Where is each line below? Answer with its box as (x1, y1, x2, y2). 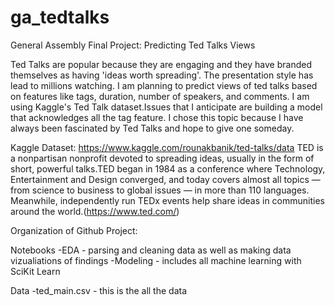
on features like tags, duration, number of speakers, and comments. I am (10, 90, 310, 102)
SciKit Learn (10, 265, 61, 277)
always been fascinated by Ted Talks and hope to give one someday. (10, 122, 295, 134)
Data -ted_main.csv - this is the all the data (10, 284, 188, 296)
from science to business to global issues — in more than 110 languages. (10, 184, 310, 196)
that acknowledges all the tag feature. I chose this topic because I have (10, 111, 304, 123)
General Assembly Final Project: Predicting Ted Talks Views (10, 39, 256, 51)
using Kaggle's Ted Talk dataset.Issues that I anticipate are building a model (10, 101, 323, 113)
